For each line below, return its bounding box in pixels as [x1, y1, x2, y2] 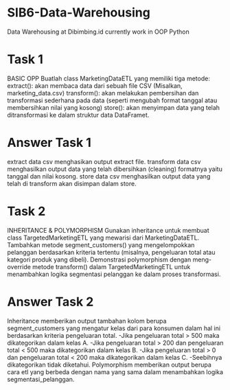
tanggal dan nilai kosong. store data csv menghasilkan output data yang [7, 172, 211, 180]
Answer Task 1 [7, 135, 91, 150]
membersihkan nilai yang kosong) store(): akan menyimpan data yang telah [7, 103, 220, 111]
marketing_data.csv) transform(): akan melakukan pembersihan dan [7, 89, 199, 97]
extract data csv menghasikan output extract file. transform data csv [7, 157, 201, 165]
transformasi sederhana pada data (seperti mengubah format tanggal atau [7, 96, 218, 104]
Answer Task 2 [7, 294, 94, 310]
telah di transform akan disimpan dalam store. [7, 179, 137, 187]
